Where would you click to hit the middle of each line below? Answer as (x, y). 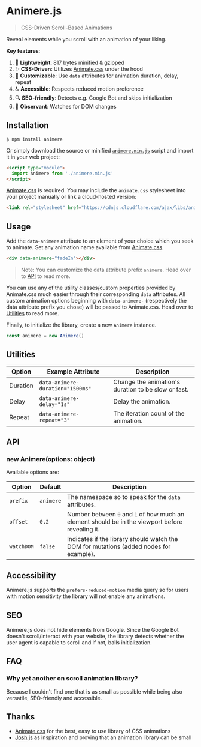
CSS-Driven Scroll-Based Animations (66, 28)
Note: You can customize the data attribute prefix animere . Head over (106, 270)
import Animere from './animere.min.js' (63, 173)
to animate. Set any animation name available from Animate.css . (85, 247)
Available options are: (33, 472)
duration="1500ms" (65, 388)
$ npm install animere (34, 139)
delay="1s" (55, 404)
